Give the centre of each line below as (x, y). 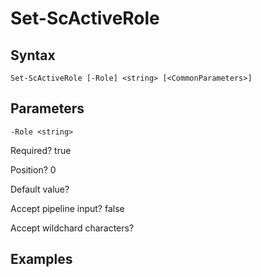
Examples (41, 259)
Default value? (40, 189)
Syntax (33, 55)
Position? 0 (33, 169)
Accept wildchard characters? (72, 228)
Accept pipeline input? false (67, 208)
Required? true (41, 150)
